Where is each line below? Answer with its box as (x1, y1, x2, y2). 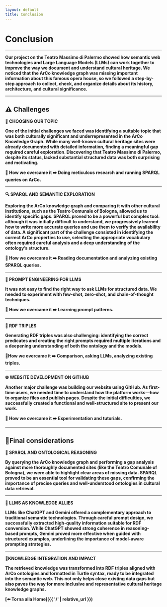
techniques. (5, 297, 31, 303)
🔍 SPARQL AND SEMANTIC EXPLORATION (5, 191, 95, 197)
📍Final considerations (5, 436, 74, 445)
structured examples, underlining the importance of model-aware (5, 536, 144, 542)
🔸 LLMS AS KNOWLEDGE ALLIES (5, 500, 74, 506)
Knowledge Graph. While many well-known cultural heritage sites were (5, 139, 156, 145)
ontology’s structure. (5, 245, 50, 251)
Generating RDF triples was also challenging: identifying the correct (5, 333, 149, 339)
